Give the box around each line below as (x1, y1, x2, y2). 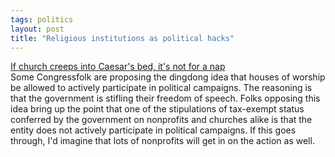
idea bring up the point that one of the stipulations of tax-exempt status (10, 103, 305, 115)
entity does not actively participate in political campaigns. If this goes (10, 124, 297, 136)
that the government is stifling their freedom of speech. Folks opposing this (10, 92, 321, 105)
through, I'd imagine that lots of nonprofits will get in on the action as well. (10, 135, 315, 147)
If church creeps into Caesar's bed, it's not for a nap (10, 61, 226, 73)
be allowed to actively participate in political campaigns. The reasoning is (10, 82, 313, 94)
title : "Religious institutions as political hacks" (10, 33, 235, 43)
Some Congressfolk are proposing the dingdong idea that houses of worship (10, 71, 326, 83)
